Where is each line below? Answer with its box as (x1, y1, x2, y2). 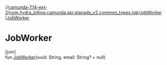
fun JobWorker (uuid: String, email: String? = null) (5, 54, 106, 60)
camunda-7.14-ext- (8, 4, 47, 10)
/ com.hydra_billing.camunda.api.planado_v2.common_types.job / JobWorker (7, 9, 162, 15)
